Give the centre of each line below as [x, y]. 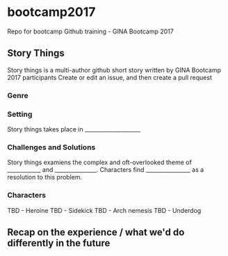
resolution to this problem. [45, 177]
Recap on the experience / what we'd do [96, 232]
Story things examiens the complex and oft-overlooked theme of [100, 162]
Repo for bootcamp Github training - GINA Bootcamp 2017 [90, 31]
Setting [20, 114]
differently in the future [59, 243]
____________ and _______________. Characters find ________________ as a [106, 170]
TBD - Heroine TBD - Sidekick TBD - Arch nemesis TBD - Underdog [104, 210]
